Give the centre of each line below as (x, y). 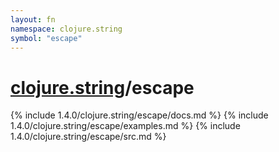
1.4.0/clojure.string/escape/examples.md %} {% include (125, 126)
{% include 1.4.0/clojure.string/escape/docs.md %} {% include (139, 115)
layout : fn (33, 19)
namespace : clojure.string (66, 29)
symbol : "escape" (46, 38)
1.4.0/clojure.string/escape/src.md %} (88, 137)
